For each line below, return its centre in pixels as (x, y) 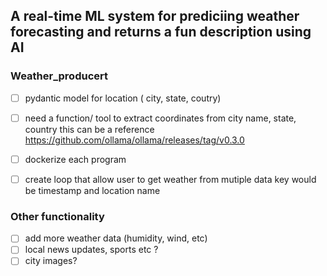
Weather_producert (59, 76)
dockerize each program (75, 159)
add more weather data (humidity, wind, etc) (116, 238)
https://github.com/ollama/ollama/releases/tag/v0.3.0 (134, 140)
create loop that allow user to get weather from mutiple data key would (170, 179)
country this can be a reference (89, 129)
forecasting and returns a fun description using (161, 32)
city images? (51, 261)
